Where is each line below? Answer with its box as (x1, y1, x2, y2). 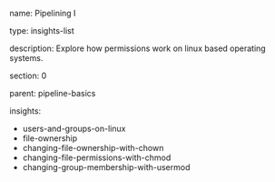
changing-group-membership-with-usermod (22, 162, 191, 172)
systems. (9, 53, 44, 63)
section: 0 (9, 70, 47, 81)
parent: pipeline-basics (9, 88, 96, 98)
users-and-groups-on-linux (22, 123, 126, 134)
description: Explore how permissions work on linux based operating (9, 43, 266, 54)
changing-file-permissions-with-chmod (22, 152, 172, 163)
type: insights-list (9, 25, 74, 35)
